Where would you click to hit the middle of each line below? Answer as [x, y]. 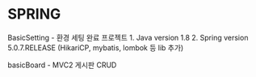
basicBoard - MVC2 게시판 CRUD [62, 65]
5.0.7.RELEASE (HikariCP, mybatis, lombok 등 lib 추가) [96, 47]
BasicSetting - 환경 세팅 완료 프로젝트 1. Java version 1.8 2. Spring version [128, 37]
